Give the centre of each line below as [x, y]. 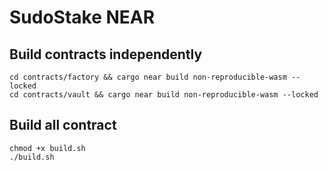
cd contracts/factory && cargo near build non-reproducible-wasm [148, 77]
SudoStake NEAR [82, 17]
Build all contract [63, 125]
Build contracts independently [106, 54]
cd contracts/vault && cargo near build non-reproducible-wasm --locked [164, 95]
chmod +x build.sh [47, 148]
